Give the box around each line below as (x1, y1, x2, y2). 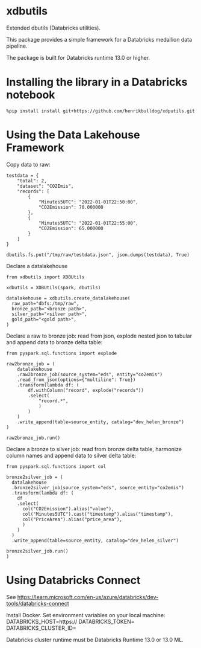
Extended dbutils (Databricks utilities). (6, 24, 101, 31)
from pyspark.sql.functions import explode (6, 350, 117, 356)
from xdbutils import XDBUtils (6, 274, 85, 280)
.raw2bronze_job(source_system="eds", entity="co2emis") (17, 371, 163, 377)
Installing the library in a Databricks (6, 75, 188, 89)
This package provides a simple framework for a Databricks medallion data (6, 36, 193, 43)
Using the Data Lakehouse (6, 128, 140, 142)
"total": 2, (17, 178, 47, 184)
